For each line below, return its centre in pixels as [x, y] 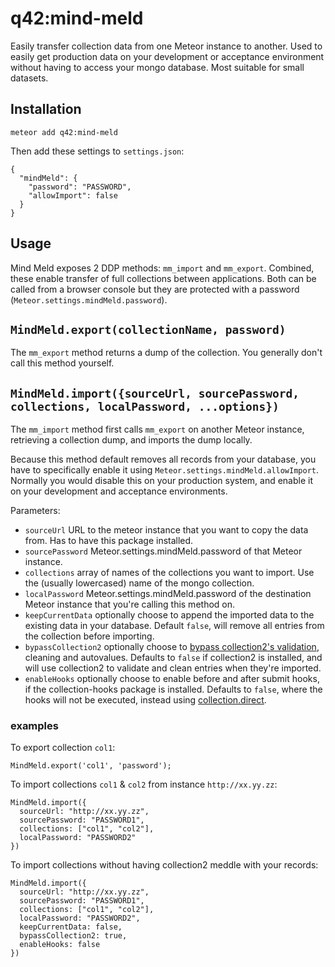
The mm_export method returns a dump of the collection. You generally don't [166, 353]
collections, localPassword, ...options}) [145, 406]
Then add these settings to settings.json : [97, 151]
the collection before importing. [89, 636]
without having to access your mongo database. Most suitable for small [157, 67]
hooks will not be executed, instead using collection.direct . [145, 700]
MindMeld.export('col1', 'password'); [91, 766]
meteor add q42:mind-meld [64, 132]
